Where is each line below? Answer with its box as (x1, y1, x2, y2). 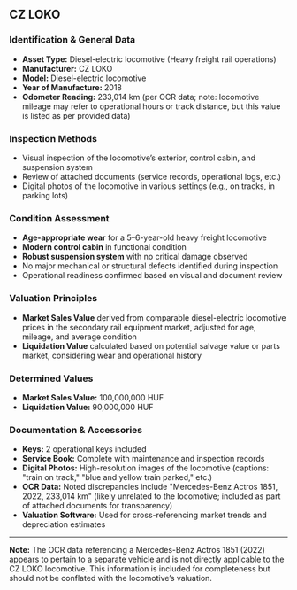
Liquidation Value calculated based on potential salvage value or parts (21, 340, 281, 351)
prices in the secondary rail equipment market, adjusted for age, (21, 322, 256, 332)
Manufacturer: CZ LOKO (21, 63, 113, 74)
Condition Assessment (9, 212, 110, 224)
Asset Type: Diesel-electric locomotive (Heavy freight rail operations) (21, 53, 277, 65)
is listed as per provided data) (21, 110, 131, 120)
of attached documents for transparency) (21, 501, 173, 511)
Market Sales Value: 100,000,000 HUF (21, 392, 164, 402)
